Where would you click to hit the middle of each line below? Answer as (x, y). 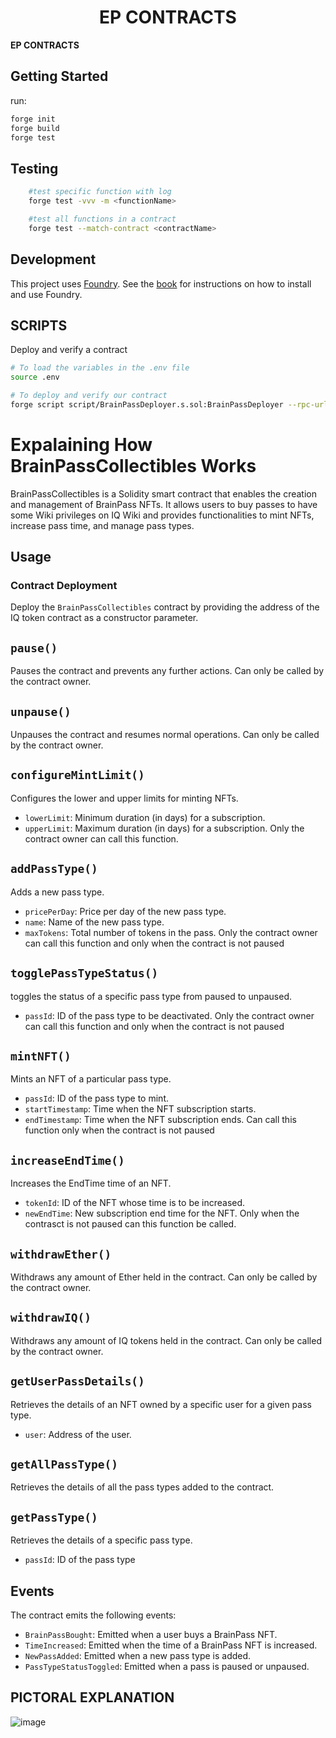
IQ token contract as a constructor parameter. (104, 618)
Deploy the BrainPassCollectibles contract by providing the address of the (165, 607)
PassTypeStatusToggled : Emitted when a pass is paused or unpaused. (167, 1666)
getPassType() (54, 1517)
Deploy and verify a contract (69, 350)
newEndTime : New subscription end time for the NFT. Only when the (162, 1213)
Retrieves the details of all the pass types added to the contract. (142, 1487)
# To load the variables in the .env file (100, 368)
